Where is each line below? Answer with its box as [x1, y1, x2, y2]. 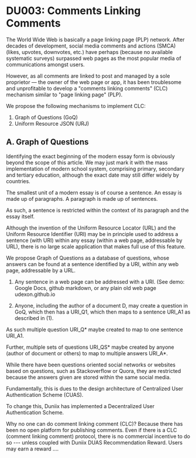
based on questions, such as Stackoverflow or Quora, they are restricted [6, 367, 181, 374]
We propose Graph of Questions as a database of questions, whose [6, 254, 170, 261]
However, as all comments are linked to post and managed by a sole [6, 72, 170, 79]
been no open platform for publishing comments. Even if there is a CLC [6, 426, 177, 433]
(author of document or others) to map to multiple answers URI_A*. [6, 349, 169, 356]
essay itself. [6, 213, 35, 220]
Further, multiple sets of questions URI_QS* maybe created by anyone [6, 343, 174, 351]
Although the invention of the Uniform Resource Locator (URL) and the [6, 224, 176, 231]
